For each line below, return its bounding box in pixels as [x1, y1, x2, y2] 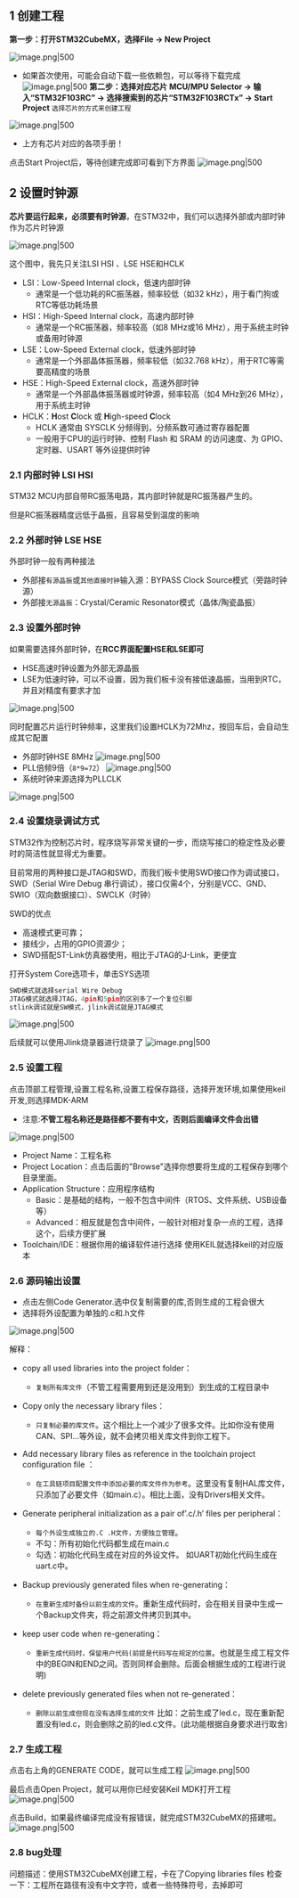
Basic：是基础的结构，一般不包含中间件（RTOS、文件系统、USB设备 [35, 1194, 287, 1205]
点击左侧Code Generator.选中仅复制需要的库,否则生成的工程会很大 [21, 1297, 265, 1307]
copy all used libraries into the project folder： [21, 1362, 193, 1374]
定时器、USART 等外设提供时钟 [35, 444, 150, 454]
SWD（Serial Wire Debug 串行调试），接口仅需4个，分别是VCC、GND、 [9, 878, 271, 888]
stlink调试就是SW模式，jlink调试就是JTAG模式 [9, 1002, 164, 1011]
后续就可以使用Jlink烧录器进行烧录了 [9, 1037, 144, 1048]
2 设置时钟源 [9, 185, 78, 200]
